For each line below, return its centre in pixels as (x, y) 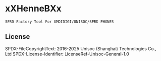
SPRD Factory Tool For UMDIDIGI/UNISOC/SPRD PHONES (59, 22)
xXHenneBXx (33, 9)
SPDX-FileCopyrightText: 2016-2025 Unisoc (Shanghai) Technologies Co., (81, 48)
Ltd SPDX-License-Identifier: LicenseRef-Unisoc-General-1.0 (67, 54)
